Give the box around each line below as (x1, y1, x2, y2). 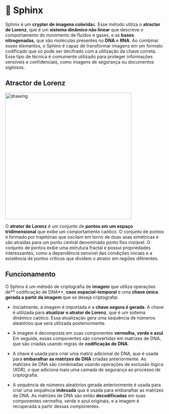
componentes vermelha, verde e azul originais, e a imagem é (12, 398, 140, 404)
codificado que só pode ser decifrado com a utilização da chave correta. (5, 48, 157, 54)
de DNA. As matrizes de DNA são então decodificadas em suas (12, 392, 146, 398)
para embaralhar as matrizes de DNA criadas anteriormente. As (12, 356, 146, 362)
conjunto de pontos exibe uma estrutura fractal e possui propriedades (5, 245, 151, 251)
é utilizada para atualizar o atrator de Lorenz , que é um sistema (12, 309, 146, 315)
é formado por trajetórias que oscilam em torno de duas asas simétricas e (5, 234, 159, 240)
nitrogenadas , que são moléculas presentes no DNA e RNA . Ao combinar (5, 37, 159, 43)
